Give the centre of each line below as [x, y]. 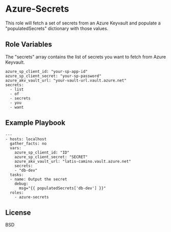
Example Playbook [35, 123]
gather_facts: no [28, 143]
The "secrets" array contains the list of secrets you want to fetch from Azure [86, 57]
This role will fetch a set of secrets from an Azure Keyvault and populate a [83, 23]
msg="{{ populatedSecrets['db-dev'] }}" [62, 188]
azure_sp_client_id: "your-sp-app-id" [46, 71]
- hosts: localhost [26, 139]
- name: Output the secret [39, 179]
